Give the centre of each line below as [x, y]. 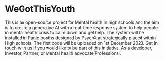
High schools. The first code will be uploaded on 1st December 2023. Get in [81, 43]
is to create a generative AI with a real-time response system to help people [82, 27]
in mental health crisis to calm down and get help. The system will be [75, 32]
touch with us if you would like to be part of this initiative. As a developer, [79, 48]
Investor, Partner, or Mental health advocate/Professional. [63, 53]
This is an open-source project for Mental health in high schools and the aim [82, 22]
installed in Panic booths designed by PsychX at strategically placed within [80, 38]
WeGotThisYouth [40, 9]
